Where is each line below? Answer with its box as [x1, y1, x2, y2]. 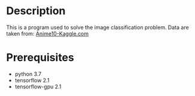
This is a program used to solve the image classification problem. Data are [6, 24, 190, 31]
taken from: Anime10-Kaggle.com [6, 30, 89, 37]
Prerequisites [6, 51, 75, 65]
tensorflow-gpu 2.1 [14, 83, 62, 90]
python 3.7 [14, 70, 42, 78]
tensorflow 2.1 [14, 76, 50, 84]
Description [6, 4, 66, 18]
